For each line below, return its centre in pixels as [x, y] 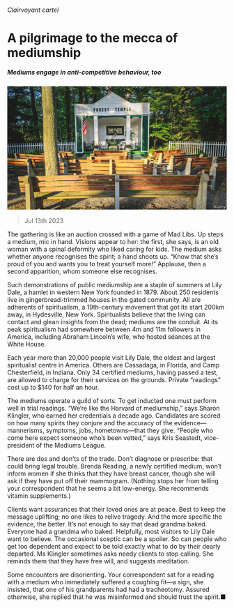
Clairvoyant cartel [33, 10]
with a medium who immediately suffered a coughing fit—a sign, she [106, 582]
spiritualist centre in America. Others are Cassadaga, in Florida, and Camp [114, 365]
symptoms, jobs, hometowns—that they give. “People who [130, 431]
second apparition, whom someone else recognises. [83, 271]
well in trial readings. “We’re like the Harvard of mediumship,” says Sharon [114, 409]
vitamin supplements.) [39, 496]
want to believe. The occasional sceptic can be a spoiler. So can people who [117, 539]
